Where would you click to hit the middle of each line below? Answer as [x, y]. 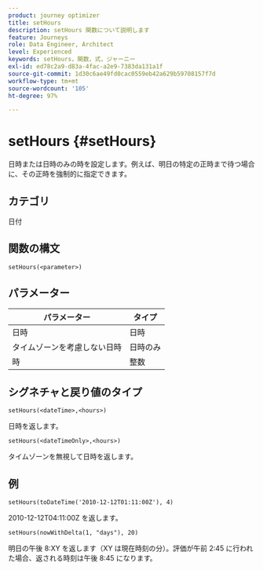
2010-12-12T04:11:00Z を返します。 [66, 518]
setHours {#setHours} [82, 141]
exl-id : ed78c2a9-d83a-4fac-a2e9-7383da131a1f [86, 67]
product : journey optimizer [54, 15]
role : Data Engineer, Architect [61, 45]
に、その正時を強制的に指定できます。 [70, 174]
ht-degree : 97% [33, 96]
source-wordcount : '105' [49, 88]
